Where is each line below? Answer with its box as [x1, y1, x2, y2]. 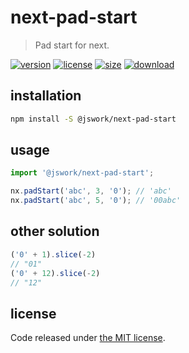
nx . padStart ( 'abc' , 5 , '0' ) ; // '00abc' [10, 196, 182, 206]
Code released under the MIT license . [10, 332, 166, 344]
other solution [10, 223, 100, 240]
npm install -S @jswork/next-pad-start [10, 114, 177, 124]
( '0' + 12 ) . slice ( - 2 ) [10, 268, 101, 278]
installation [10, 87, 82, 105]
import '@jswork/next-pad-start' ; [10, 168, 155, 178]
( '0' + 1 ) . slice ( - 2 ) [10, 249, 97, 260]
